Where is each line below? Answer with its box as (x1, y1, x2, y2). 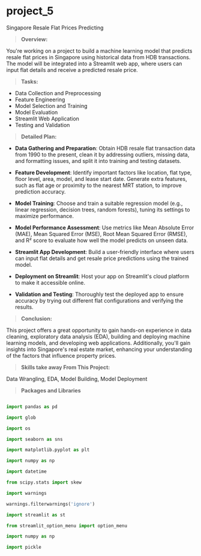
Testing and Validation (14, 121, 70, 128)
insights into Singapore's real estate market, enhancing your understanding (6, 346, 192, 353)
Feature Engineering (14, 96, 65, 103)
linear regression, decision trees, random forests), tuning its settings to (14, 206, 190, 213)
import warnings (6, 490, 47, 496)
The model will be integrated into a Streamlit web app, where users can (6, 60, 182, 67)
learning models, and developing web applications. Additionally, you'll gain (6, 339, 191, 346)
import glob (6, 415, 36, 421)
